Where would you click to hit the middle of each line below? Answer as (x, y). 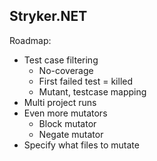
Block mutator (67, 123)
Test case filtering (61, 60)
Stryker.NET (48, 16)
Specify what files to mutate (81, 145)
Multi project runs (60, 102)
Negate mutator (71, 134)
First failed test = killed (86, 81)
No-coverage (66, 70)
